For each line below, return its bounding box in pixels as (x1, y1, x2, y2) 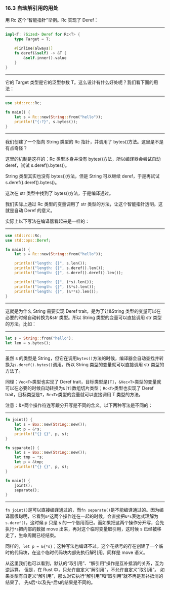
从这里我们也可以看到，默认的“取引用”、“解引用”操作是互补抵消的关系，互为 (5, 560, 164, 567)
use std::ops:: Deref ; (5, 238, 51, 243)
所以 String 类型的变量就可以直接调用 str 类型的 (65, 362, 164, 368)
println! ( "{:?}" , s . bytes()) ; (14, 120, 78, 125)
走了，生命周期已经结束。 (5, 533, 59, 539)
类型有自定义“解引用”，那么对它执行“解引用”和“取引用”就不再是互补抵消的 (9, 573, 163, 579)
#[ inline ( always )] (14, 46, 53, 51)
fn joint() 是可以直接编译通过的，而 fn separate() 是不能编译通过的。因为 (5, 507, 159, 513)
